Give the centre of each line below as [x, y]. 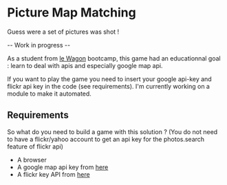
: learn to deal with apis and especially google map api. [85, 65]
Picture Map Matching [72, 13]
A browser [32, 160]
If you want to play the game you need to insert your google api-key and [109, 79]
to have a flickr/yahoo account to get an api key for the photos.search [106, 139]
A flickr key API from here [54, 174]
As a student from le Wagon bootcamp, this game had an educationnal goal [114, 58]
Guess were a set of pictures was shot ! [63, 32]
